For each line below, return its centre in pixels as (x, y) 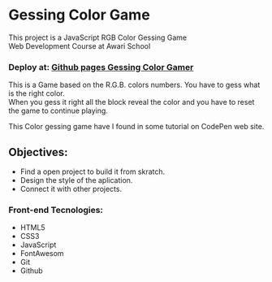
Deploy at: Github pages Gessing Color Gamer (101, 67)
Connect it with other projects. (71, 189)
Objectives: (38, 152)
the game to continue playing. (58, 111)
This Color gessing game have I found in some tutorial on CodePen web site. (136, 127)
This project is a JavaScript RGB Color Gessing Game (98, 37)
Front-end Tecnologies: (56, 210)
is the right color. (37, 93)
